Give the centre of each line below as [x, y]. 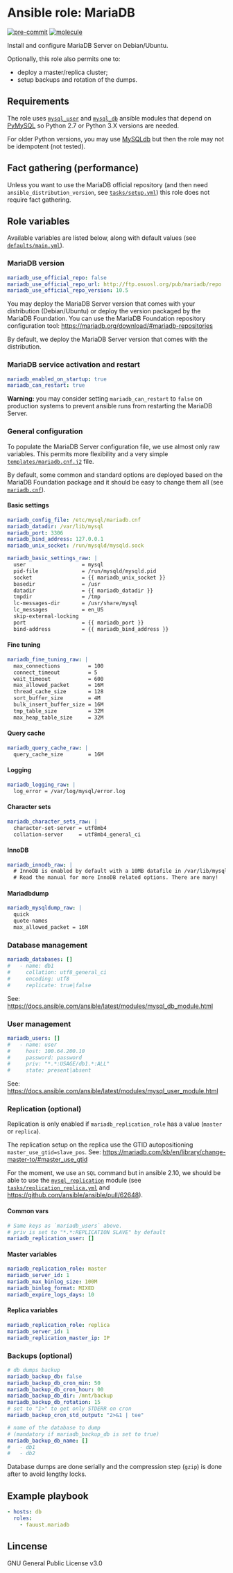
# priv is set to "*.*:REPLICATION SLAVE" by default [87, 1232]
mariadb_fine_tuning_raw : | [48, 659]
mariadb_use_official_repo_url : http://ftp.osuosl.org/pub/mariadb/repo [114, 284]
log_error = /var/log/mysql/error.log [70, 791]
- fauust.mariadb [45, 1524]
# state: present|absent [49, 1070]
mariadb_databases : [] [40, 959]
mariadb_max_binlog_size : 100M [52, 1282]
